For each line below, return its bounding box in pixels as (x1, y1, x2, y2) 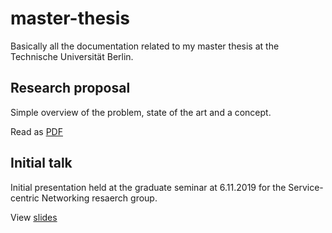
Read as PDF (10, 125, 63, 137)
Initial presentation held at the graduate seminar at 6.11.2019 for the (10, 181, 287, 193)
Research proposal (10, 80, 131, 97)
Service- (288, 181, 324, 193)
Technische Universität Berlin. (10, 50, 134, 62)
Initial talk (10, 155, 73, 172)
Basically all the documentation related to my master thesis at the (10, 40, 280, 52)
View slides (10, 211, 58, 223)
